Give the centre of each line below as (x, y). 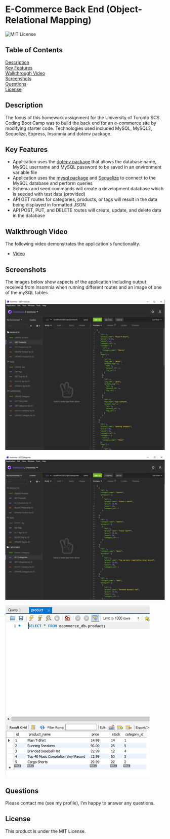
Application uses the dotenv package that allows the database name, (84, 162)
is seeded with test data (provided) (49, 194)
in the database (29, 216)
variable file (25, 172)
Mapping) (71, 20)
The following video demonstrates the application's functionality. (73, 244)
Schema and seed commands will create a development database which (88, 189)
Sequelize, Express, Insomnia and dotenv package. (58, 133)
